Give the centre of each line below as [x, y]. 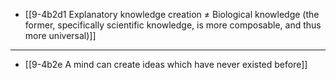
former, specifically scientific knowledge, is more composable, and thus [173, 25]
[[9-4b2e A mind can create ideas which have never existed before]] [166, 64]
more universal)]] [60, 35]
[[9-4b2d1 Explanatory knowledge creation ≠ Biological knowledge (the [172, 14]
